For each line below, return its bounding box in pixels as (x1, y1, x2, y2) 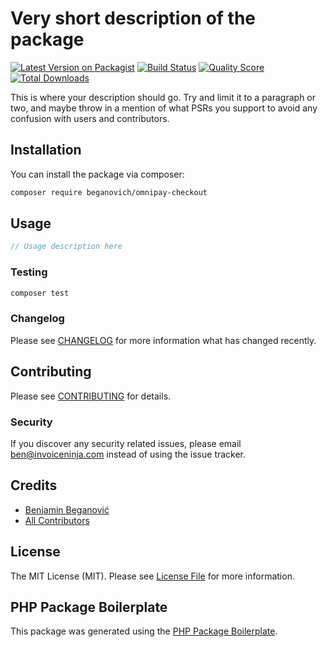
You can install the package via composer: (10, 168, 185, 180)
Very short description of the (10, 7, 257, 30)
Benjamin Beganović (24, 503, 110, 516)
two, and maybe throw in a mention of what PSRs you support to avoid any (10, 102, 318, 114)
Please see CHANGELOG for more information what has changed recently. (10, 334, 317, 346)
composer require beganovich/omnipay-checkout (10, 187, 208, 197)
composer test (10, 288, 70, 298)
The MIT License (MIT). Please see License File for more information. (10, 570, 295, 582)
